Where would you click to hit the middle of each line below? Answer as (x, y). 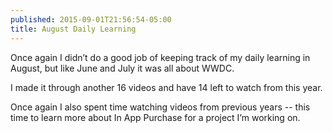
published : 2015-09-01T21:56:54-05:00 (91, 19)
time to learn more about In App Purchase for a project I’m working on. (155, 117)
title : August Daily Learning (73, 29)
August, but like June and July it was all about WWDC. (122, 68)
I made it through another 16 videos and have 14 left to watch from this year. (166, 87)
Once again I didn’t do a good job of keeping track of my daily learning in (160, 57)
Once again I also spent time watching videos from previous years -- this (160, 107)
